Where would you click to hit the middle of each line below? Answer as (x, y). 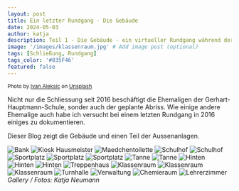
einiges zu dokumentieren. (46, 122)
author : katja (28, 34)
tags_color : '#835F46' (41, 60)
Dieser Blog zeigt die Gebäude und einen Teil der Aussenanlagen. (103, 136)
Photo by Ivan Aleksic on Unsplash (50, 86)
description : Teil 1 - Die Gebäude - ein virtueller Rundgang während (114, 40)
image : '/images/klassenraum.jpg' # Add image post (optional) (103, 47)
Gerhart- (218, 99)
